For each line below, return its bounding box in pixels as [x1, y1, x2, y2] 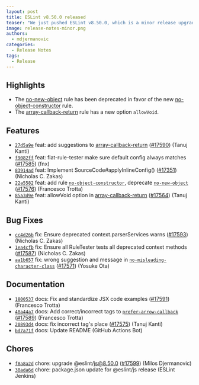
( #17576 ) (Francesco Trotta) [14, 185, 84, 192]
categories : [6, 42, 36, 48]
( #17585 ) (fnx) [14, 161, 50, 168]
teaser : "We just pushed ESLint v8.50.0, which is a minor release [6, 20, 176, 25]
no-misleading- [129, 257, 167, 263]
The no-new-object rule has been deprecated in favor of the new [14, 96, 174, 103]
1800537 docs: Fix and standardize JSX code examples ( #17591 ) [14, 295, 170, 302]
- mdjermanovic [11, 36, 49, 42]
